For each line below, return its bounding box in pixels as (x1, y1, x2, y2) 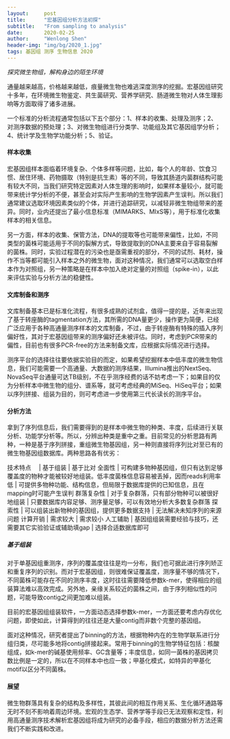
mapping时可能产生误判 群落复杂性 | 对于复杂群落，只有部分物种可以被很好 (7, 489, 219, 497)
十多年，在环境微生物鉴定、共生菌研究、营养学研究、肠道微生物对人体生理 (7, 90, 217, 99)
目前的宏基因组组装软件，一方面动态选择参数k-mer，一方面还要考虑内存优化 (7, 608, 222, 616)
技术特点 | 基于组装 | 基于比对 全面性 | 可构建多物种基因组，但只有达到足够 (7, 464, 223, 472)
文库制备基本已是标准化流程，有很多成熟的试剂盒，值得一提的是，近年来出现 (7, 307, 223, 315)
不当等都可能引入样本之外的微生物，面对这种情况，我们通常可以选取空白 (12, 256, 217, 264)
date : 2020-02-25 (7, 29, 75, 36)
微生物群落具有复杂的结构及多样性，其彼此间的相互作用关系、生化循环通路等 (7, 699, 223, 707)
